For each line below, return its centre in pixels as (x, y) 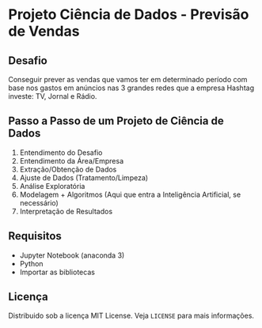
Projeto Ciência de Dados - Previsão (129, 15)
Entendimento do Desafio (61, 153)
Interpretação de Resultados (66, 211)
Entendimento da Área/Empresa (72, 160)
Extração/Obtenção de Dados (68, 169)
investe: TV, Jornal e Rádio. (53, 96)
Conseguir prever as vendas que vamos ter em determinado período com (128, 79)
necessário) (39, 202)
